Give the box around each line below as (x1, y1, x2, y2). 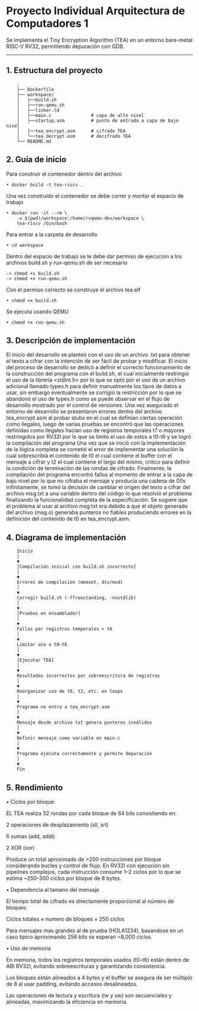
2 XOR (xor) (6, 844, 35, 851)
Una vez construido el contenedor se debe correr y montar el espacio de (6, 192, 184, 199)
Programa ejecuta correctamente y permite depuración (17, 751, 152, 757)
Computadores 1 (6, 17, 89, 30)
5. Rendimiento (6, 782, 63, 793)
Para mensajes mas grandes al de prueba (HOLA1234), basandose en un (6, 927, 184, 934)
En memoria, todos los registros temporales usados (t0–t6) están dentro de (6, 956, 190, 963)
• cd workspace (6, 242, 44, 248)
